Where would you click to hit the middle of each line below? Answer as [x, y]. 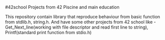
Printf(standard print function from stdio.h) [48, 32]
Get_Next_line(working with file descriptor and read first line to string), [77, 27]
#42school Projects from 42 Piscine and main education [62, 7]
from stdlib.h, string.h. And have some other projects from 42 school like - [81, 22]
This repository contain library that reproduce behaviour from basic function [83, 17]
